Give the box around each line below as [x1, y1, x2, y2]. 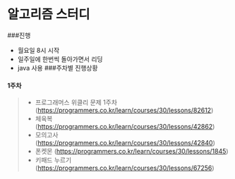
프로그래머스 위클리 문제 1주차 [35, 98, 118, 106]
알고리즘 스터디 [7, 6, 90, 23]
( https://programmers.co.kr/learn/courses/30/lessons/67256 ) [35, 163, 215, 173]
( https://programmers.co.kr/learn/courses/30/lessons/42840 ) [35, 139, 215, 147]
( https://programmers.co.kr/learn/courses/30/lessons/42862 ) [35, 123, 215, 131]
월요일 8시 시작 [17, 46, 60, 54]
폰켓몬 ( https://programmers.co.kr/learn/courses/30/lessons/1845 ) [35, 147, 229, 156]
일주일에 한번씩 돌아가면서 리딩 [17, 54, 103, 63]
